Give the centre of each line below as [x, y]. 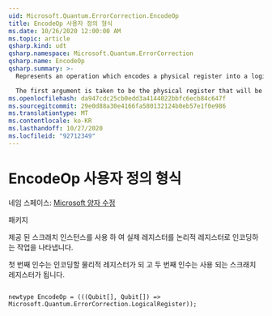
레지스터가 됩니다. [37, 274]
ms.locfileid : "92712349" [52, 136]
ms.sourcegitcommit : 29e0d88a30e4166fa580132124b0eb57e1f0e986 [117, 106]
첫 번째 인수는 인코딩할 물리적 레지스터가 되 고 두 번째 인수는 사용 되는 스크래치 [132, 264]
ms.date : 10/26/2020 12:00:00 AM [65, 31]
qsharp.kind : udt [38, 46]
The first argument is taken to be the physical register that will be [139, 91]
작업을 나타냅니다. [45, 247]
